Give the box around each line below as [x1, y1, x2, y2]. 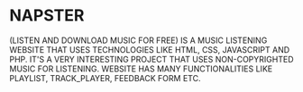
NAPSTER [9, 5, 85, 26]
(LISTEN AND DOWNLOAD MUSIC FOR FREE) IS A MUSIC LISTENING [9, 35, 268, 46]
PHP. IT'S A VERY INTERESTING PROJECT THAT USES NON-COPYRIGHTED [9, 54, 294, 64]
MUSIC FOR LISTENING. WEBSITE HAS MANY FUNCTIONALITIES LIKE [9, 63, 273, 74]
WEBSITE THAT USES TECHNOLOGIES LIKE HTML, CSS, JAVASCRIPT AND [9, 44, 290, 54]
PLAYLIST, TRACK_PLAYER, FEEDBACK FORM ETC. [9, 72, 201, 83]
